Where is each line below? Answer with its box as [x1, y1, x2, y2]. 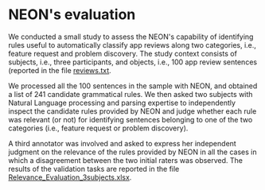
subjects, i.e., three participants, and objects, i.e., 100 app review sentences [8, 57, 257, 67]
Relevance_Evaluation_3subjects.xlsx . [8, 173, 132, 182]
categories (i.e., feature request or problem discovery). [8, 123, 189, 133]
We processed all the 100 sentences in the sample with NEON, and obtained [8, 81, 258, 91]
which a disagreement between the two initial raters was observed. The [8, 155, 244, 165]
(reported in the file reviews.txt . [8, 65, 111, 75]
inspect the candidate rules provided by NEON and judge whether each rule [8, 106, 257, 116]
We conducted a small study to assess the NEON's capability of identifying [8, 32, 254, 41]
